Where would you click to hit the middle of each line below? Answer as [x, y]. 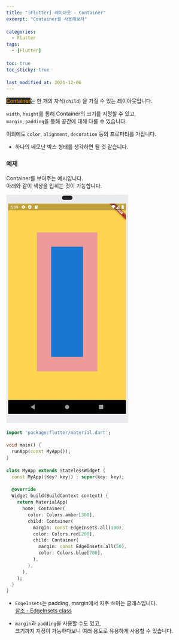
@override [24, 490]
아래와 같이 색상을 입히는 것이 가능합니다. [54, 186]
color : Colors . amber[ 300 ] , [61, 515]
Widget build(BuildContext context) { [60, 496]
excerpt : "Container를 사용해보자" [47, 19]
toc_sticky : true [28, 70]
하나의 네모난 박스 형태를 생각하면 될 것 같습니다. [72, 147]
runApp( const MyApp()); [41, 452]
